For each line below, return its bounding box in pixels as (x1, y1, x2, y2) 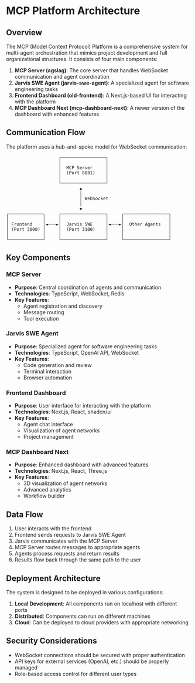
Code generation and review (23, 361, 92, 368)
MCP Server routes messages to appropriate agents (14, 544, 141, 551)
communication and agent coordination (14, 73, 110, 80)
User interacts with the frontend (14, 525, 92, 532)
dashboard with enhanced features (14, 110, 100, 117)
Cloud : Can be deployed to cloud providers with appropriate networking (14, 619, 189, 626)
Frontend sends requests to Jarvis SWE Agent (14, 531, 126, 539)
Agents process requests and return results (14, 550, 120, 557)
